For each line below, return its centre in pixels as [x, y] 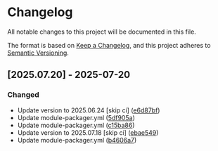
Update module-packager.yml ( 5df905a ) [76, 117]
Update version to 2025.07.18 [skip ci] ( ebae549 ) [88, 132]
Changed [24, 95]
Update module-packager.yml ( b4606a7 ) [77, 140]
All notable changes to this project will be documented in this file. [102, 32]
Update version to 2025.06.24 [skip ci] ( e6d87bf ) [89, 110]
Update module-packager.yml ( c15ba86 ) [76, 125]
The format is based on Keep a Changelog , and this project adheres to [109, 45]
